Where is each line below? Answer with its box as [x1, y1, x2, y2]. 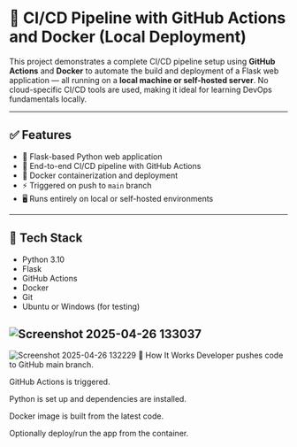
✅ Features [9, 127, 72, 143]
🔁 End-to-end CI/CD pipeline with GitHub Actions [21, 160, 202, 171]
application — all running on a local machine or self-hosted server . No [9, 74, 269, 85]
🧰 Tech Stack [9, 230, 83, 246]
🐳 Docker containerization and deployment [21, 170, 179, 181]
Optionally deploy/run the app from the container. [9, 428, 189, 439]
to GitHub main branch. [9, 359, 95, 370]
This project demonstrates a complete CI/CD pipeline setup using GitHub [9, 56, 276, 66]
